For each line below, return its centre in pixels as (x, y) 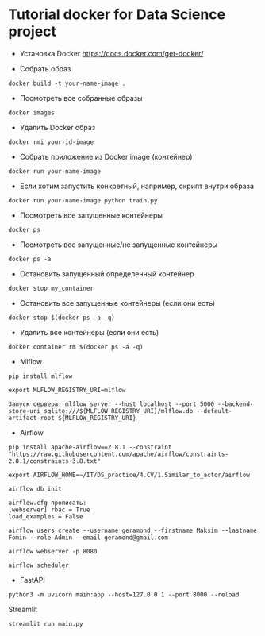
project (33, 31)
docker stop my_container (51, 288)
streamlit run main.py (46, 624)
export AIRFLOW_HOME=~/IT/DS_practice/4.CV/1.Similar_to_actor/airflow (129, 475)
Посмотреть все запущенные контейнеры (91, 215)
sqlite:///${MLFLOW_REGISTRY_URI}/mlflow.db (118, 411)
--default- (214, 411)
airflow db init (35, 489)
